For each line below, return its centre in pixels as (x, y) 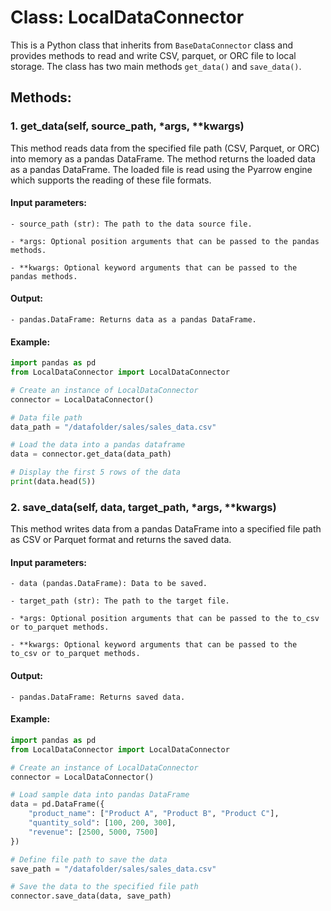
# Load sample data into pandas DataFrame (100, 795)
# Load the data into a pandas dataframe (98, 445)
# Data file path (46, 417)
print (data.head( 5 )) (53, 482)
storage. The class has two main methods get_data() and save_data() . (156, 66)
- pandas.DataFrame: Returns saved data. (98, 697)
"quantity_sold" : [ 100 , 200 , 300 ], (102, 823)
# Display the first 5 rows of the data (96, 472)
